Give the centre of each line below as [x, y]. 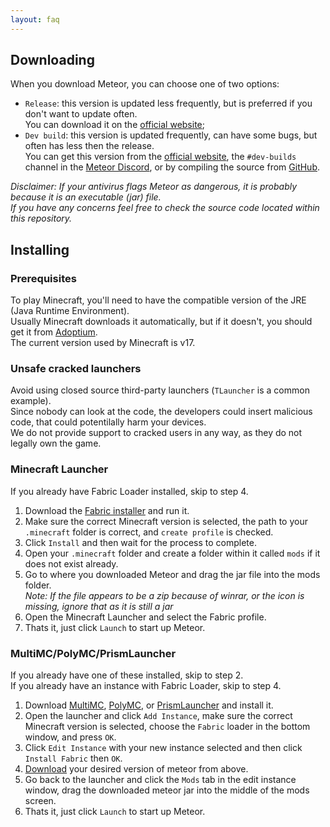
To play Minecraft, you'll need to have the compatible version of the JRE [158, 300]
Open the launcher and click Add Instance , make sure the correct [158, 716]
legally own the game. [56, 443]
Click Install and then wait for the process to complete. [141, 542]
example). [31, 401]
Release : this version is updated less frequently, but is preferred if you [168, 103]
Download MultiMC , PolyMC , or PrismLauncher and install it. [149, 705]
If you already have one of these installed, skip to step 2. [127, 675]
